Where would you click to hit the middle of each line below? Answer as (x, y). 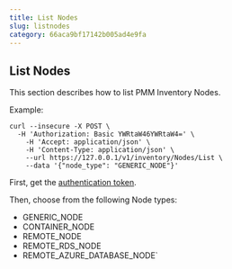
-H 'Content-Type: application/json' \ (100, 150)
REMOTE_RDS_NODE (62, 246)
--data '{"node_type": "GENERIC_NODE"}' (102, 166)
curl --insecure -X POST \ (60, 127)
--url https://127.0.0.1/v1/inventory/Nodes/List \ (124, 158)
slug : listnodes (40, 26)
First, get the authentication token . (73, 183)
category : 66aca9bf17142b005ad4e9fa (78, 34)
